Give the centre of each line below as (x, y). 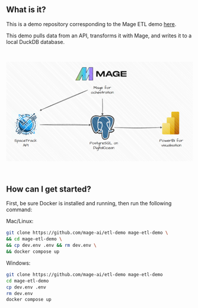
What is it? (26, 10)
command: (19, 209)
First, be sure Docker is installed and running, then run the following (89, 204)
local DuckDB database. (36, 42)
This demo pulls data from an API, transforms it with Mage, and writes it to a (99, 36)
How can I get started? (49, 189)
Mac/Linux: (20, 221)
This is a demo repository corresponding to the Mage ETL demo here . (91, 24)
